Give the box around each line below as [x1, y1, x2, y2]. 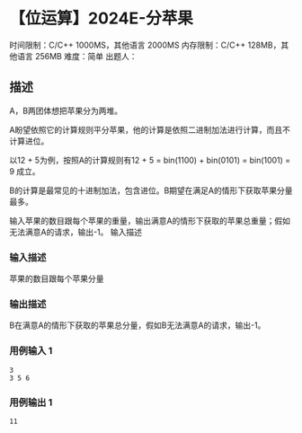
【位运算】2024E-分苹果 [9, 8, 193, 29]
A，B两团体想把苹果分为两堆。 [9, 105, 123, 116]
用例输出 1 [9, 396, 53, 409]
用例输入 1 [9, 345, 53, 358]
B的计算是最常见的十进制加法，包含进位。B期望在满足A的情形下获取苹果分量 [9, 185, 293, 196]
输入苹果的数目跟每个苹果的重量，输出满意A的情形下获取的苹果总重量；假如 [9, 215, 290, 225]
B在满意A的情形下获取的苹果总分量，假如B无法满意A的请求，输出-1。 [9, 320, 266, 331]
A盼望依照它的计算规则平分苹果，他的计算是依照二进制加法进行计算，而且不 [9, 124, 290, 135]
